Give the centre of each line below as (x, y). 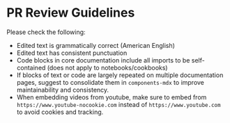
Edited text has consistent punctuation (72, 53)
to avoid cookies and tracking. (60, 112)
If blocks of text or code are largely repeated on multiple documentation (120, 75)
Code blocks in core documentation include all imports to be (103, 60)
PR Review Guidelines (71, 13)
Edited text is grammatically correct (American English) (96, 45)
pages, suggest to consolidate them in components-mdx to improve (110, 82)
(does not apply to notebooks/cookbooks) (107, 67)
